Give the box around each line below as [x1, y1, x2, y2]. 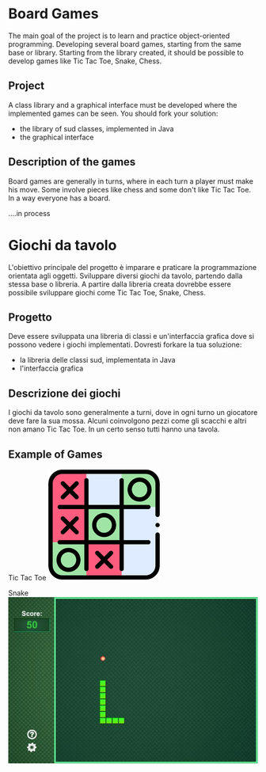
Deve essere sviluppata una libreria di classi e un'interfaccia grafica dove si [8, 332, 255, 341]
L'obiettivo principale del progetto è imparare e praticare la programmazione [8, 262, 257, 272]
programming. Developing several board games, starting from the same [8, 39, 241, 48]
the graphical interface [19, 132, 94, 142]
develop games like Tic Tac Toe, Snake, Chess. [8, 56, 162, 66]
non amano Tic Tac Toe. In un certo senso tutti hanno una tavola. [8, 424, 220, 434]
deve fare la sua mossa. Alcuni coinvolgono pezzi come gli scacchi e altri [8, 416, 247, 426]
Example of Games [8, 447, 103, 461]
